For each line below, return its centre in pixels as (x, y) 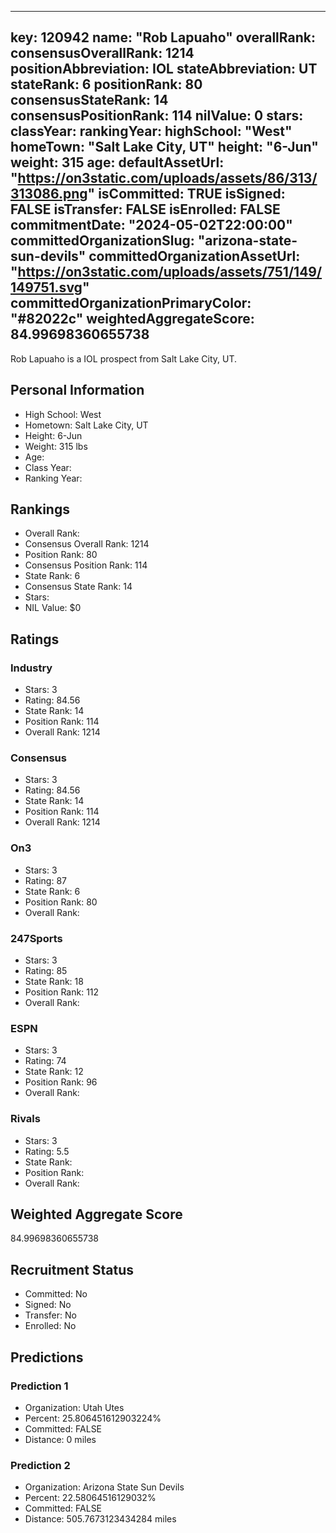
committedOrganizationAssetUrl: (194, 256)
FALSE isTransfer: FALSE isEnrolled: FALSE (145, 209)
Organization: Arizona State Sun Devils (104, 1487)
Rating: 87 (45, 880)
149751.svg (46, 287)
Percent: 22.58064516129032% (90, 1498)
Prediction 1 (39, 1386)
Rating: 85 (46, 971)
